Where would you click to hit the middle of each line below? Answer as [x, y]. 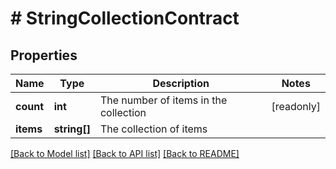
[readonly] [296, 106]
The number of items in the [163, 100]
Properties [44, 55]
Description [181, 83]
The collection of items [153, 129]
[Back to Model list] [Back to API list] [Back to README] [125, 153]
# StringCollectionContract [125, 18]
